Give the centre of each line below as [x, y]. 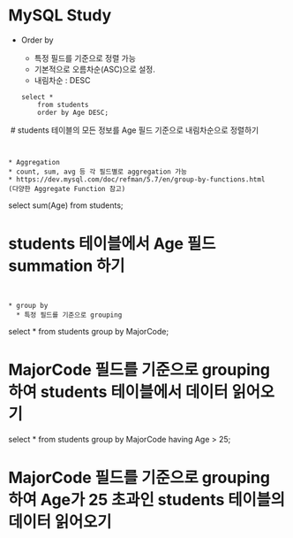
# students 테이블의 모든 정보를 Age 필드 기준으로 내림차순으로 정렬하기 [135, 130]
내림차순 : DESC [62, 80]
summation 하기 [67, 266]
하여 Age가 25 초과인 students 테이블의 [147, 500]
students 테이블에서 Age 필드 [112, 244]
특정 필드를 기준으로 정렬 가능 [85, 58]
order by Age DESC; [73, 112]
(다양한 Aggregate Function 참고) [67, 188]
